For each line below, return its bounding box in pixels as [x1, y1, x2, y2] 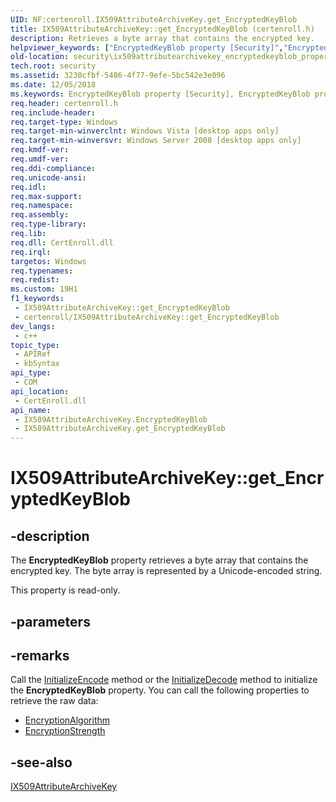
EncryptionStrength [24, 725, 106, 737]
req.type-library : [10, 219, 87, 230]
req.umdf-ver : [10, 154, 70, 164]
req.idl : [10, 182, 47, 192]
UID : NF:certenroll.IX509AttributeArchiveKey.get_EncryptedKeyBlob [10, 14, 298, 25]
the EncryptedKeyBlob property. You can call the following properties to [10, 684, 310, 696]
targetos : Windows [10, 256, 87, 266]
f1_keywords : [10, 294, 65, 304]
